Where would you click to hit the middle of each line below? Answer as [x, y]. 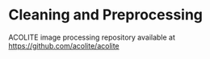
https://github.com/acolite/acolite [64, 45]
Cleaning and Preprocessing [106, 15]
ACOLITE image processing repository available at [92, 37]
